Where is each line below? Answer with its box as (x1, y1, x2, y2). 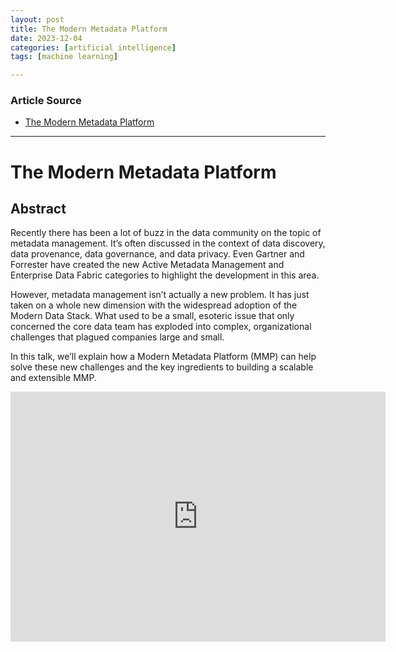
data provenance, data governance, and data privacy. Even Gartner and (10, 248, 305, 260)
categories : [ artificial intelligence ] (10, 42, 177, 53)
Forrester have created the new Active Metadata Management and (10, 259, 285, 271)
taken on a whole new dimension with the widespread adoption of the (10, 299, 298, 311)
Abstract (10, 201, 67, 217)
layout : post (10, 14, 65, 25)
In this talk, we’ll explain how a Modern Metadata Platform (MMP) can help (10, 351, 317, 363)
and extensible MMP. (10, 372, 97, 384)
